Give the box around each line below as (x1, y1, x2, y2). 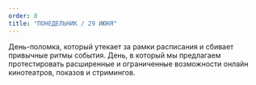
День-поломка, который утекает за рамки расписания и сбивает (8, 41, 234, 51)
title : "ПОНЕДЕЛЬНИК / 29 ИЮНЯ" (8, 19, 117, 28)
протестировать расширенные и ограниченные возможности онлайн (8, 58, 249, 69)
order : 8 (8, 11, 38, 20)
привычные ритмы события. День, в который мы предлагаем (8, 50, 221, 60)
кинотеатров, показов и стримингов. (8, 67, 136, 77)
